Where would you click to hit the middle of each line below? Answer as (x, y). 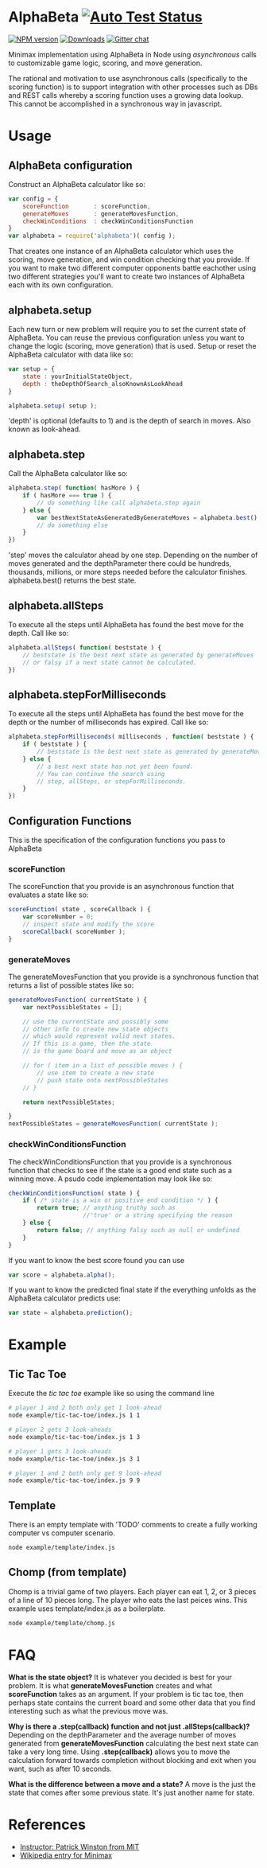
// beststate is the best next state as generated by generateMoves (138, 655)
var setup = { (32, 369)
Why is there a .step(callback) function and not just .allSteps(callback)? (129, 1726)
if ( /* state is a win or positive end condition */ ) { (120, 1201)
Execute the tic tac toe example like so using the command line (111, 1394)
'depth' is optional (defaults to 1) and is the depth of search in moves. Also (130, 421)
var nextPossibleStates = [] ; (73, 1007)
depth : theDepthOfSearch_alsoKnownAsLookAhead (103, 384)
